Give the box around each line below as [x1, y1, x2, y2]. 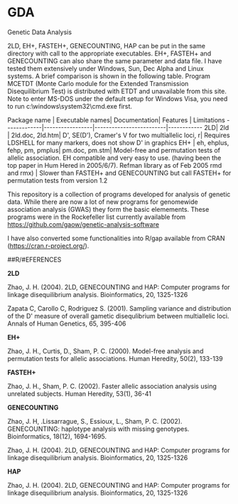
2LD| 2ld [203, 123, 229, 132]
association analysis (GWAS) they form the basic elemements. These [7, 205, 210, 213]
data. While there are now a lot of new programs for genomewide [7, 197, 198, 206]
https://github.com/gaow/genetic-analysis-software [7, 220, 160, 228]
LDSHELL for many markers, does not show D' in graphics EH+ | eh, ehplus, [7, 138, 229, 146]
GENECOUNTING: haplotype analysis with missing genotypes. [7, 424, 190, 433]
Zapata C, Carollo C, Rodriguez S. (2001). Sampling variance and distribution [7, 304, 232, 313]
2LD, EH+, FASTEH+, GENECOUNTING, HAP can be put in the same [7, 41, 206, 50]
